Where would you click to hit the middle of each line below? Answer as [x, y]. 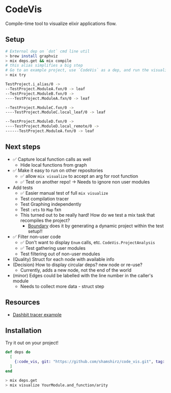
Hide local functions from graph [54, 165]
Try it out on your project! [32, 343]
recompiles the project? [45, 220]
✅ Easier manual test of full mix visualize [64, 193]
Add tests [23, 188]
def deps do [18, 352]
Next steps [23, 147]
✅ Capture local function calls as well [52, 159]
